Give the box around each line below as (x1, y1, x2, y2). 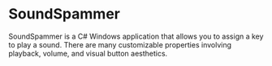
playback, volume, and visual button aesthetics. (8, 48, 168, 58)
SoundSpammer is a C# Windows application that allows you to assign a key (8, 31, 264, 41)
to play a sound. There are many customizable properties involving (8, 39, 232, 49)
